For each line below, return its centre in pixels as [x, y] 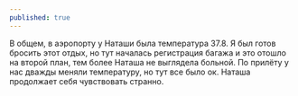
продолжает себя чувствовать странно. [87, 81]
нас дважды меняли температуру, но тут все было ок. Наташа [130, 72]
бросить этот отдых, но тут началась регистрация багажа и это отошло [148, 52]
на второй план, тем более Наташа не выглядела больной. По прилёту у [149, 62]
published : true [40, 17]
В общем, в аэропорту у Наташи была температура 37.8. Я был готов [143, 43]
